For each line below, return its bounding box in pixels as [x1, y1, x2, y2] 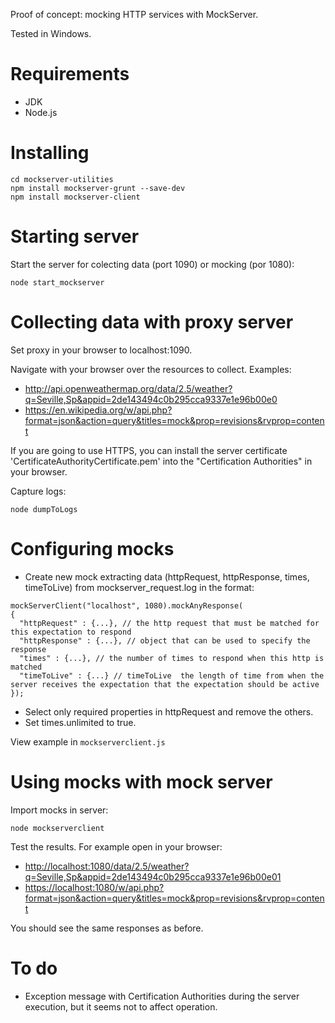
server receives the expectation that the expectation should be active [10, 679, 320, 689]
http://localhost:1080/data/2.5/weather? [24, 860, 190, 872]
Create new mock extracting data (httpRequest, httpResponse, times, [24, 570, 310, 583]
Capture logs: [10, 485, 67, 497]
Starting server [10, 225, 140, 248]
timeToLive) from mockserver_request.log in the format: [24, 581, 255, 593]
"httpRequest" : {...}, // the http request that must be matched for [19, 618, 320, 628]
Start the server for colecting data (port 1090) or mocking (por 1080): [10, 258, 295, 270]
